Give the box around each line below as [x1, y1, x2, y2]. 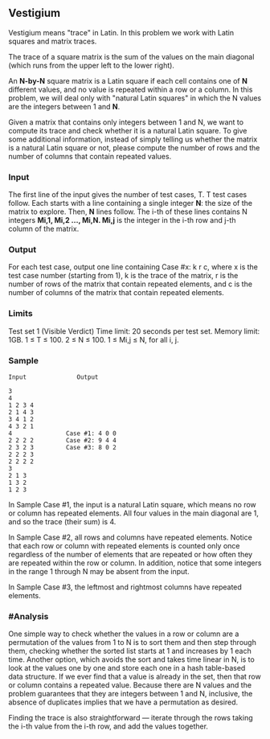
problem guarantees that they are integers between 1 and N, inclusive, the [8, 689, 253, 699]
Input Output [8, 373, 99, 381]
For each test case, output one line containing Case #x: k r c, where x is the [8, 262, 259, 272]
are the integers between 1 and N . [8, 101, 121, 111]
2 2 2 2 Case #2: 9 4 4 [8, 437, 117, 445]
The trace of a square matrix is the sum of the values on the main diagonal [8, 51, 255, 61]
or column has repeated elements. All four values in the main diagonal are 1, [8, 508, 259, 518]
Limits [8, 308, 34, 319]
